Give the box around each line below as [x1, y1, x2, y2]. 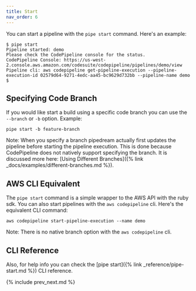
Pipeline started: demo [6, 46, 65, 53]
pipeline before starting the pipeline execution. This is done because [6, 143, 172, 150]
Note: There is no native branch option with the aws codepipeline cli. [6, 228, 172, 235]
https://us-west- [63, 57, 107, 63]
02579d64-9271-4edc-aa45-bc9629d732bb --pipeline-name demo [40, 72, 191, 78]
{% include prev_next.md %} [6, 278, 75, 285]
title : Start [6, 8, 38, 15]
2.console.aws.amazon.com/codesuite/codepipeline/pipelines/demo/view [6, 62, 183, 68]
